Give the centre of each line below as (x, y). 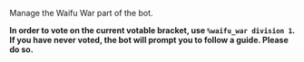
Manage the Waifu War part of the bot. (81, 13)
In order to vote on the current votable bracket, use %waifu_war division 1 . (152, 30)
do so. (21, 49)
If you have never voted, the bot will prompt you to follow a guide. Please (149, 40)
